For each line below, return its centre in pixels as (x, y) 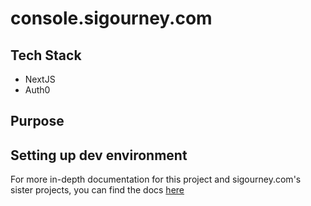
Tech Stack (46, 55)
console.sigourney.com (111, 18)
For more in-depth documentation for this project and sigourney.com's (156, 179)
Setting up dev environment (99, 155)
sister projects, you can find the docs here (97, 190)
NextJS (40, 79)
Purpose (37, 121)
